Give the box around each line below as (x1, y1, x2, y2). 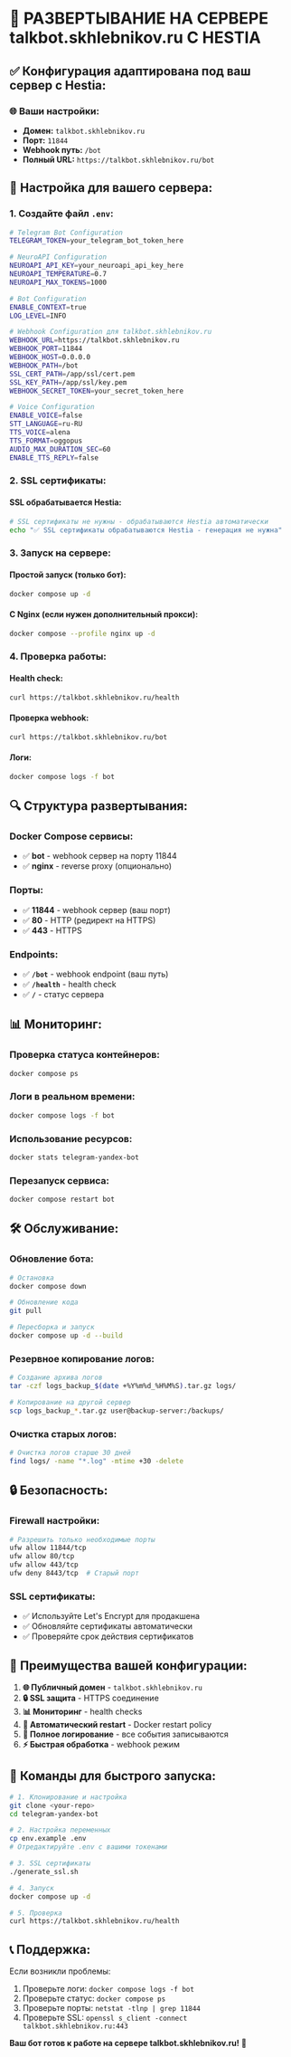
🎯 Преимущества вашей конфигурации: (9, 1658, 248, 1673)
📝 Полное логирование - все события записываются (22, 1728, 229, 1739)
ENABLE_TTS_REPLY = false (9, 452, 99, 462)
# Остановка (9, 1273, 54, 1282)
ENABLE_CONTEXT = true (9, 302, 88, 311)
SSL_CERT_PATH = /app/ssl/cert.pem (9, 369, 136, 378)
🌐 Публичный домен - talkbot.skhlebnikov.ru (22, 1681, 203, 1692)
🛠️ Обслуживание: (9, 1221, 119, 1236)
